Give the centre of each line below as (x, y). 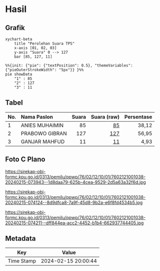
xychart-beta (19, 39)
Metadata (20, 239)
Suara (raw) (105, 117)
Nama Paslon (37, 117)
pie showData (19, 74)
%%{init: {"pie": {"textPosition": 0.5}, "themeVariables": (69, 66)
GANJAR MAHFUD (43, 141)
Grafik (15, 28)
